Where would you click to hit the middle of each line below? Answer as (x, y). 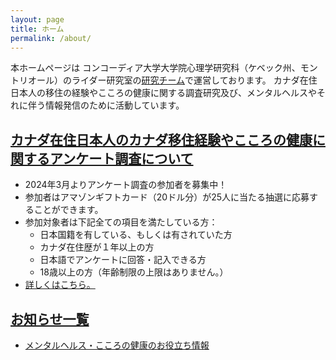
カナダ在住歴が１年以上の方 (97, 247)
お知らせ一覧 (50, 319)
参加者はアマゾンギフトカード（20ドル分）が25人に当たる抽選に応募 (167, 197)
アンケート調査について (121, 158)
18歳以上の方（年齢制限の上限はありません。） (134, 272)
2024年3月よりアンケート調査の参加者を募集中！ (126, 185)
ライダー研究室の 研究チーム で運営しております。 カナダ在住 (194, 80)
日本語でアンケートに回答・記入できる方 (123, 260)
